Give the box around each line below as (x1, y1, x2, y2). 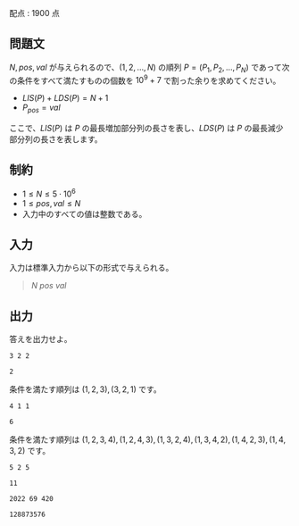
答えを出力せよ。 (9, 334, 72, 345)
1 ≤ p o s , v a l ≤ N (21, 197, 81, 208)
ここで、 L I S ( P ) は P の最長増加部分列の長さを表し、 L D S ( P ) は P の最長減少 (9, 123, 284, 134)
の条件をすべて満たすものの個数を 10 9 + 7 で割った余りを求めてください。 (9, 73, 281, 86)
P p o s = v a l (21, 102, 61, 115)
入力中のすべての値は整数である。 (21, 208, 147, 219)
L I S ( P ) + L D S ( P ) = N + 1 (21, 93, 109, 104)
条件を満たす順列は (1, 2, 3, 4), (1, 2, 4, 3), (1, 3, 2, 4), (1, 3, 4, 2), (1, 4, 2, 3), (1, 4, (9, 434, 287, 445)
